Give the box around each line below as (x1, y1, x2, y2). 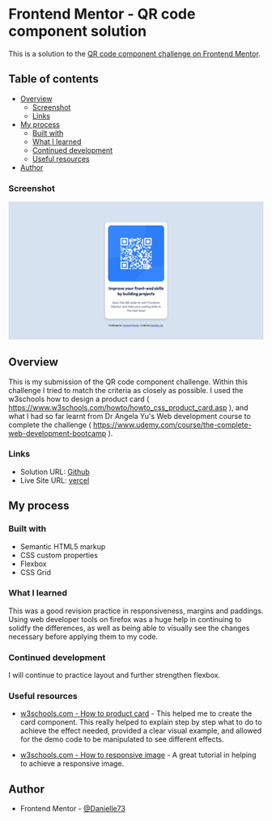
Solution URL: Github (19, 467, 91, 476)
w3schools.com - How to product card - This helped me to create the (19, 709, 253, 718)
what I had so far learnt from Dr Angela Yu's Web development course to (8, 411, 251, 421)
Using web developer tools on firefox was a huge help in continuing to (8, 614, 242, 624)
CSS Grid (19, 567, 51, 577)
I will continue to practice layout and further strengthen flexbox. (8, 671, 221, 680)
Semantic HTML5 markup (19, 541, 106, 551)
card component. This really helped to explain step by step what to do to (19, 717, 262, 727)
